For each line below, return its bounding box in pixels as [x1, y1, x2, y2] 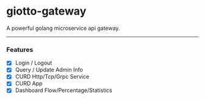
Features [6, 45, 34, 54]
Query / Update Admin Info [15, 66, 84, 74]
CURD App [15, 80, 43, 87]
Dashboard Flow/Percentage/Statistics [15, 87, 113, 94]
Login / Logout [15, 59, 52, 66]
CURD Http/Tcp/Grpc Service [15, 73, 90, 80]
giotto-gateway [6, 4, 87, 18]
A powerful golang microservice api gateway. [6, 24, 120, 32]
